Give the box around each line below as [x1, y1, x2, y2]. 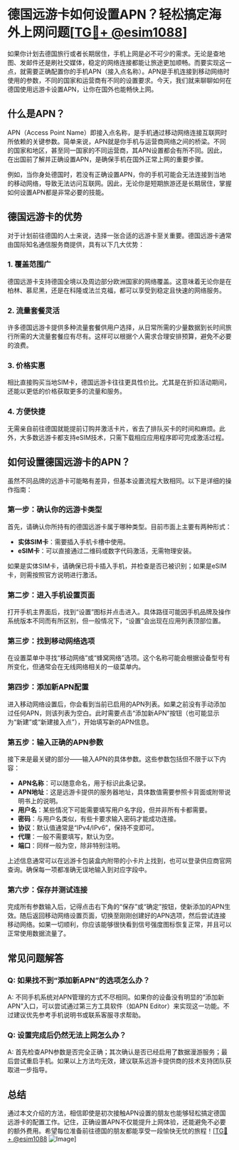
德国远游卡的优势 [7, 211, 83, 223]
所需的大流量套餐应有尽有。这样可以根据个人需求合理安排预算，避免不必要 [13, 332, 232, 341]
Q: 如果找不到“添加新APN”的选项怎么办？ [7, 975, 151, 985]
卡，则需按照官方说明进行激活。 [7, 570, 101, 579]
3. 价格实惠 [7, 361, 46, 371]
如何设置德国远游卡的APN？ [7, 456, 131, 468]
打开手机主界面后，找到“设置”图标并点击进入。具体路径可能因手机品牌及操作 [7, 608, 231, 616]
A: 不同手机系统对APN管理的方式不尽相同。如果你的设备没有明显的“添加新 [7, 993, 224, 1002]
